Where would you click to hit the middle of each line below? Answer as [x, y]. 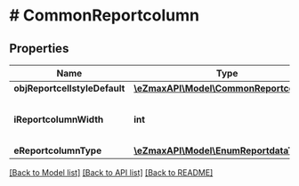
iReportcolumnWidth [59, 119]
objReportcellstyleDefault [69, 88]
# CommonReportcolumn [105, 16]
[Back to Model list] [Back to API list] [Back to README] [111, 173]
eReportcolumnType [58, 150]
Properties [39, 49]
